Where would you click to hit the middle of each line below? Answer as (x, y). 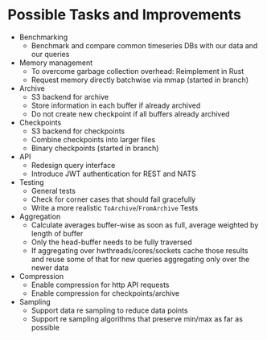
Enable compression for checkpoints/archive (105, 293)
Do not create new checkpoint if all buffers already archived (130, 113)
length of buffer (57, 233)
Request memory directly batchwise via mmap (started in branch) (140, 80)
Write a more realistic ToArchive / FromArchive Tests (115, 207)
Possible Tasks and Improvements (125, 15)
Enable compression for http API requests (100, 285)
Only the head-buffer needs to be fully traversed (111, 242)
